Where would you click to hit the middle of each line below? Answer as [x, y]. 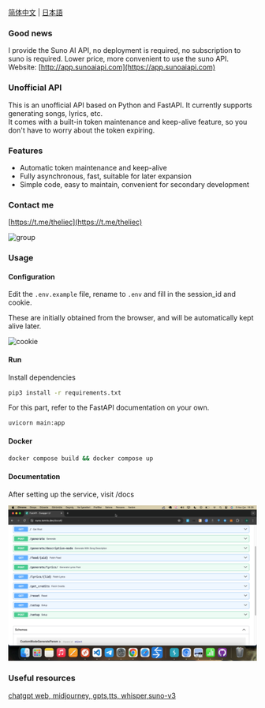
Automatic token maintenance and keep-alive [93, 167]
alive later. [25, 326]
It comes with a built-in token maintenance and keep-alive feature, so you [128, 122]
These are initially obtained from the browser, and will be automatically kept [131, 318]
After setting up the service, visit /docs [71, 494]
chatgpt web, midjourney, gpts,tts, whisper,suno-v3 [92, 695]
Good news [30, 33]
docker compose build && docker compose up [81, 459]
